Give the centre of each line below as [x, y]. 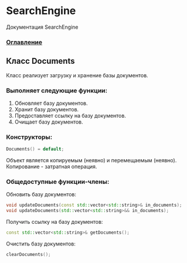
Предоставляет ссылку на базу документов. [70, 115]
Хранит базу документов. [47, 109]
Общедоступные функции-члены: [58, 182]
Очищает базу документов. [49, 122]
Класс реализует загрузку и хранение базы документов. [77, 75]
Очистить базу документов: [41, 244]
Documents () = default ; [35, 149]
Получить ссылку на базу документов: [55, 222]
